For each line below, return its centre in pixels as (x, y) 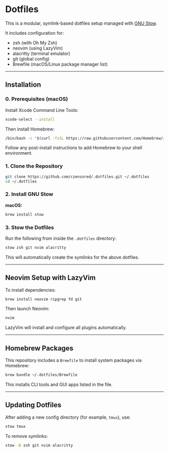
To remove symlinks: (27, 436)
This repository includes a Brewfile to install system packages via (73, 360)
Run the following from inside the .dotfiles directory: (61, 238)
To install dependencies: (31, 290)
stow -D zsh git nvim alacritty (39, 445)
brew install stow (24, 214)
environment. (19, 153)
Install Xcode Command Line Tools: (42, 110)
